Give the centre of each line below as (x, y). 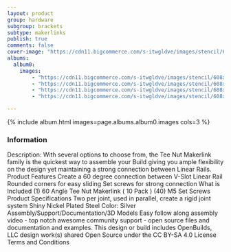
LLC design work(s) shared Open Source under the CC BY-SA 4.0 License (112, 235)
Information (27, 139)
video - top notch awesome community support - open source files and (108, 220)
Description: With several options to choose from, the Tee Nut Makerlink (109, 154)
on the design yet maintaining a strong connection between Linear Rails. (109, 170)
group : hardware (30, 20)
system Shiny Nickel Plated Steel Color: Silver (71, 206)
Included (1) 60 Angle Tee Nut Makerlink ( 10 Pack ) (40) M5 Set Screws (109, 191)
